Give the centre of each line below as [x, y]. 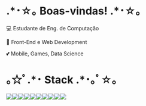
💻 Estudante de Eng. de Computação [53, 28]
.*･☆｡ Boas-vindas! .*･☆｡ [74, 11]
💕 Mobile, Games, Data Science [45, 54]
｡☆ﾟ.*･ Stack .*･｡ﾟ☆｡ [62, 80]
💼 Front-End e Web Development [47, 42]
